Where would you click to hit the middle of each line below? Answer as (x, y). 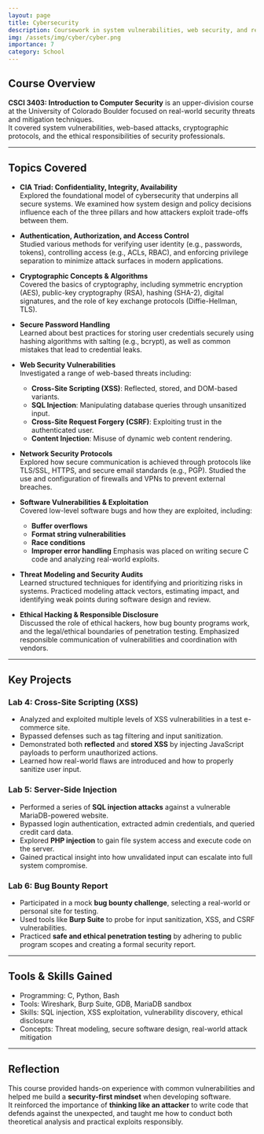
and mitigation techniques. (51, 119)
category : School (37, 52)
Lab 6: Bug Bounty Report (58, 886)
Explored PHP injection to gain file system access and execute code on (135, 840)
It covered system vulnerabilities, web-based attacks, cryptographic (119, 127)
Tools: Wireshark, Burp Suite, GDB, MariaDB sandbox (106, 1004)
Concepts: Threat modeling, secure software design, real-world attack (133, 1029)
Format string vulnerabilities (79, 534)
